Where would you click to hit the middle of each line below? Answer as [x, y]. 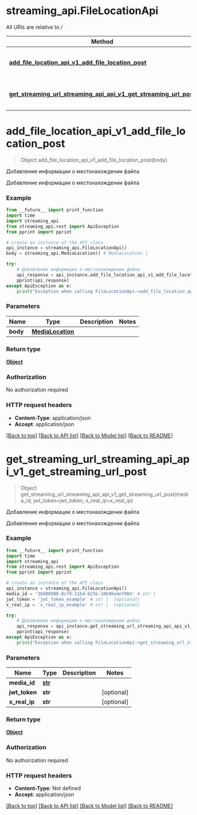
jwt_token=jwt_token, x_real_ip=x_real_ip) [83, 500]
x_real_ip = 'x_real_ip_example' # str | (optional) [73, 605]
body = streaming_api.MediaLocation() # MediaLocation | [77, 254]
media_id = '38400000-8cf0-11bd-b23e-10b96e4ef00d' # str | [81, 594]
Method [102, 41]
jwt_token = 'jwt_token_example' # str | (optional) [73, 599]
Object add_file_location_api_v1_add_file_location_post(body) [94, 160]
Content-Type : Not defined [47, 789]
